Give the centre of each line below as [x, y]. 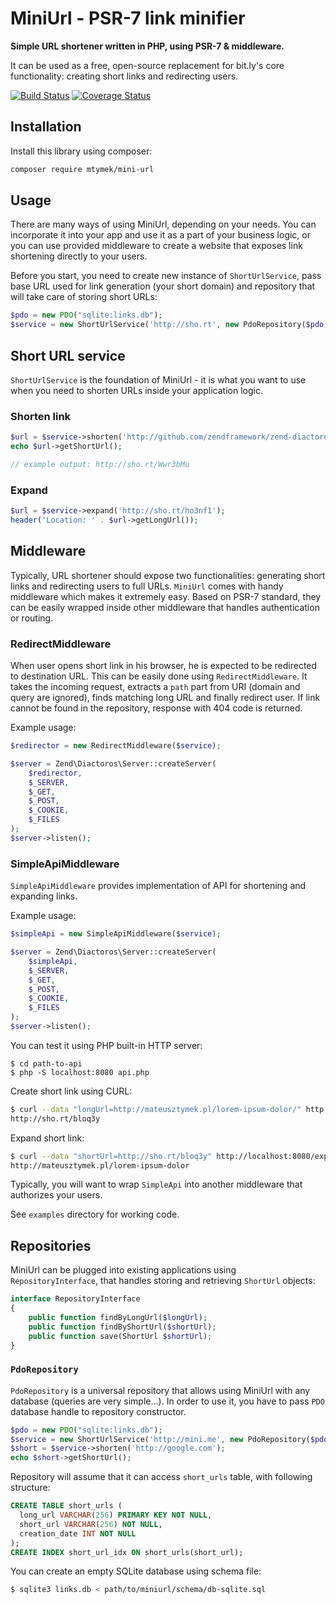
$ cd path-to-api [46, 1063]
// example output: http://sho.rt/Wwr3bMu [100, 465]
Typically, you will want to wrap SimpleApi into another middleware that [156, 1184]
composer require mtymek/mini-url [82, 169]
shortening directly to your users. [79, 256]
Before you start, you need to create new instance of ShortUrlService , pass [166, 276]
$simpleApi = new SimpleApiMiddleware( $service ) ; [116, 934]
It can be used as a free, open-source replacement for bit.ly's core [147, 65]
